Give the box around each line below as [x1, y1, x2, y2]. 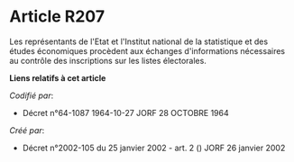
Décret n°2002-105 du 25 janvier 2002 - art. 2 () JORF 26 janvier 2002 [22, 142, 286, 153]
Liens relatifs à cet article [9, 72, 106, 83]
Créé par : [9, 124, 45, 136]
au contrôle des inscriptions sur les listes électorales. [9, 55, 207, 66]
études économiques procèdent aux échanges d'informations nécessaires [9, 45, 286, 56]
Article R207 [9, 6, 106, 27]
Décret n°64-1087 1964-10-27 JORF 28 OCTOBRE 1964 [22, 107, 229, 118]
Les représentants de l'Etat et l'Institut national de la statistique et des [9, 36, 269, 47]
